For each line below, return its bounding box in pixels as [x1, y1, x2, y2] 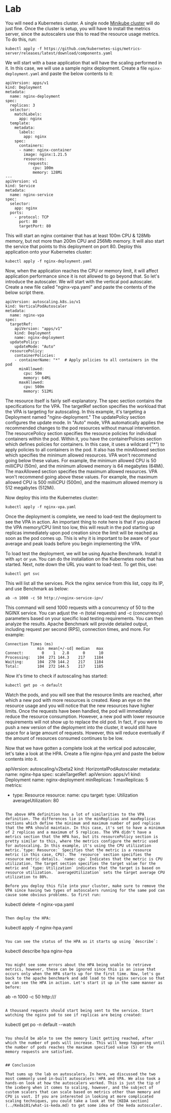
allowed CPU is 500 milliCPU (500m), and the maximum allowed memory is [5, 479, 163, 485]
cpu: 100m [32, 165, 53, 170]
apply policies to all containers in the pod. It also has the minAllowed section [5, 446, 165, 452]
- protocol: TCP [14, 214, 49, 220]
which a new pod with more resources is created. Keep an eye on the [5, 697, 151, 703]
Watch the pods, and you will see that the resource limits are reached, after [5, 691, 163, 698]
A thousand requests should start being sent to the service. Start [5, 1008, 154, 1013]
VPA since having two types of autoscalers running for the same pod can [5, 888, 165, 893]
